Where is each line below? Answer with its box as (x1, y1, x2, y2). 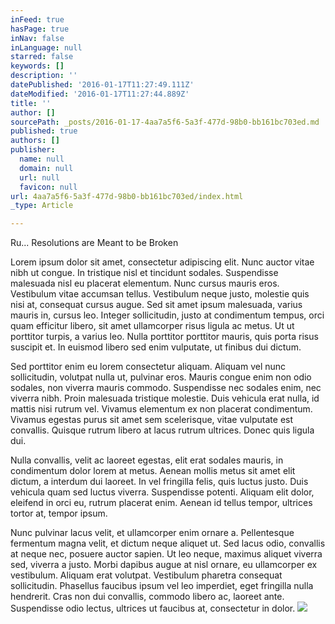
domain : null (19, 163, 74, 173)
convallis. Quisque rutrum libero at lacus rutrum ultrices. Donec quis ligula (10, 424, 315, 436)
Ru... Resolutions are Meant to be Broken (10, 237, 179, 249)
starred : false (10, 52, 74, 62)
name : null (19, 154, 65, 164)
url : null (19, 172, 60, 183)
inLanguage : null (10, 42, 83, 53)
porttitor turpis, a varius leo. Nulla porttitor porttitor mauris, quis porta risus (10, 331, 319, 343)
